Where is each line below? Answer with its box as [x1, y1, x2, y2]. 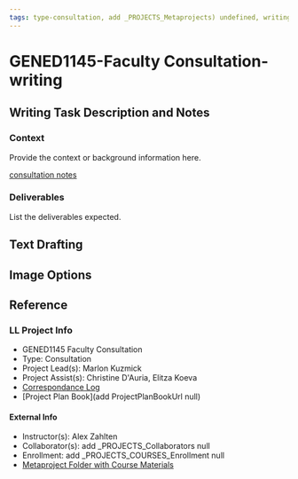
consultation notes [9, 169, 77, 180]
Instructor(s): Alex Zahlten [21, 431, 118, 442]
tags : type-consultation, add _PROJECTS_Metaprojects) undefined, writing [9, 12, 292, 22]
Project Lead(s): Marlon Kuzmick [21, 363, 142, 373]
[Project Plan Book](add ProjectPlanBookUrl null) [21, 391, 201, 402]
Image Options [9, 267, 92, 282]
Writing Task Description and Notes [9, 106, 210, 121]
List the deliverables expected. [9, 211, 122, 222]
